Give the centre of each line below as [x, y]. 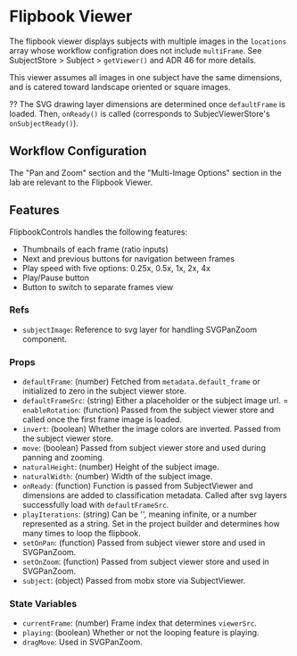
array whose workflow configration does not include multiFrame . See [136, 50]
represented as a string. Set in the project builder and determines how [151, 524]
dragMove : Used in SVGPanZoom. [82, 642]
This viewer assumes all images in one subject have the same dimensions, [146, 77]
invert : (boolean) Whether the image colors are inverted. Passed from [151, 429]
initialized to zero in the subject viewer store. [104, 391]
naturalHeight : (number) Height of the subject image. [121, 467]
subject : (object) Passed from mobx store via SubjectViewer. [134, 581]
